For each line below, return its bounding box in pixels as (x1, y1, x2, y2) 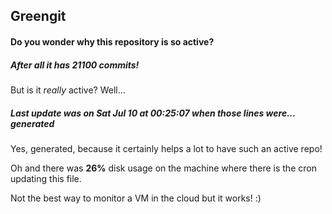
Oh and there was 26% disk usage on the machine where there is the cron (10, 162, 317, 174)
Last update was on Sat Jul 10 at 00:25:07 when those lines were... (10, 107, 296, 119)
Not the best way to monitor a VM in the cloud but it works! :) (10, 192, 262, 204)
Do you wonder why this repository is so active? (10, 35, 215, 48)
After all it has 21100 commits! (10, 59, 140, 71)
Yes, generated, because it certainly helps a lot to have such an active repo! (10, 142, 323, 154)
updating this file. (10, 172, 82, 184)
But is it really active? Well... (10, 84, 126, 96)
